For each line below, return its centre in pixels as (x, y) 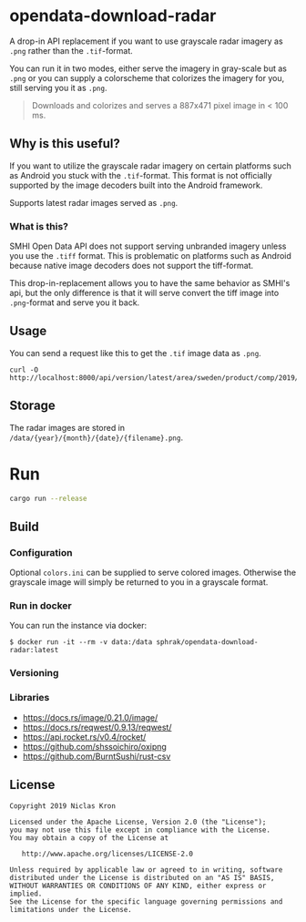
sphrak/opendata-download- (207, 642)
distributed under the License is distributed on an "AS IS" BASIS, (142, 877)
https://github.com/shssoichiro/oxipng (94, 746)
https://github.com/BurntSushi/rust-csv (97, 756)
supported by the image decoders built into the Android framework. (136, 185)
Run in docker (41, 606)
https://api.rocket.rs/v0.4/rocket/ (84, 737)
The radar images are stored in (67, 427)
